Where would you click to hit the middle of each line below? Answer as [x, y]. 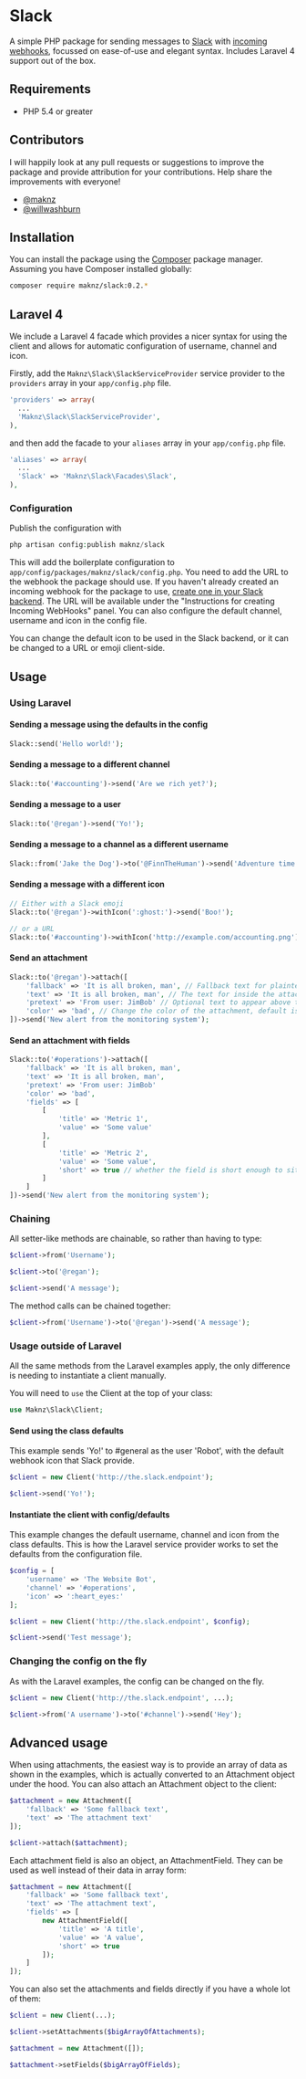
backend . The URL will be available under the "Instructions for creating [142, 601]
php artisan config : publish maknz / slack [87, 545]
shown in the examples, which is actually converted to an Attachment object [153, 1774]
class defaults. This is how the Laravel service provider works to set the [144, 1545]
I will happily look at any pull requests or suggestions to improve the [137, 162]
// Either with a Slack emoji [67, 904]
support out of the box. [53, 60]
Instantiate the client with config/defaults [90, 1514]
